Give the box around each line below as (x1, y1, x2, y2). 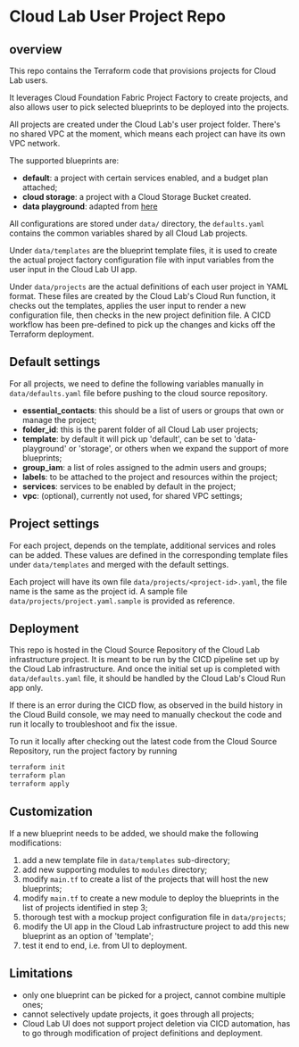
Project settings (9, 516, 100, 532)
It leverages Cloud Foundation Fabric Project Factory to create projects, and (9, 92, 288, 103)
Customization (9, 804, 94, 819)
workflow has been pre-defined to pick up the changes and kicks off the (9, 320, 276, 329)
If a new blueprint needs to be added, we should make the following (9, 827, 259, 838)
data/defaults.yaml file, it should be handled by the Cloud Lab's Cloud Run (9, 673, 286, 684)
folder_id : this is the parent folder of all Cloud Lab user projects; (21, 424, 259, 435)
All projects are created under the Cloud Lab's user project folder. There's (9, 119, 281, 129)
